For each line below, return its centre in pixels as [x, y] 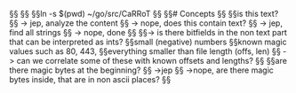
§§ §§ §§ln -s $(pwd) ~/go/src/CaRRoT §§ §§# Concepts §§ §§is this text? [144, 14]
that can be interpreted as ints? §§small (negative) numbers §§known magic [148, 42]
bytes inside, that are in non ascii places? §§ [90, 79]
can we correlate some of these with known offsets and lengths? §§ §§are [152, 61]
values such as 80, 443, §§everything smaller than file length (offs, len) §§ [145, 51]
